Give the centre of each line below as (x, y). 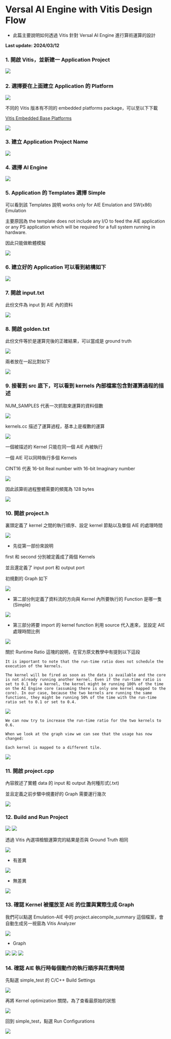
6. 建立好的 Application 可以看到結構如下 (56, 267)
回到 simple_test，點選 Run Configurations (50, 1021)
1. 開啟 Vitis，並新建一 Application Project (58, 59)
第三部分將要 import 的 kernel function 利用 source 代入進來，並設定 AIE (89, 625)
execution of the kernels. (34, 666)
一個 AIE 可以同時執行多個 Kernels (41, 457)
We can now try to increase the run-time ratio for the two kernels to (83, 721)
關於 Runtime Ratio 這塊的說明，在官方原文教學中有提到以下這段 (73, 652)
